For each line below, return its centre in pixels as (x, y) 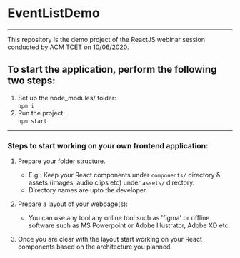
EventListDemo (54, 13)
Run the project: (41, 113)
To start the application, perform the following (112, 69)
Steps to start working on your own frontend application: (108, 145)
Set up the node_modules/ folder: (67, 98)
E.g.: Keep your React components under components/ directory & (124, 175)
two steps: (31, 81)
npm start (32, 121)
